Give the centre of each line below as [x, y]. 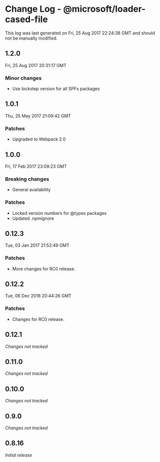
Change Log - [33, 9]
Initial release [19, 455]
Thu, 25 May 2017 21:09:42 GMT [38, 115]
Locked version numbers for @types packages [59, 213]
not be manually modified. [31, 38]
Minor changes [23, 78]
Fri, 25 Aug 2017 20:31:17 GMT [36, 65]
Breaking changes [27, 179]
